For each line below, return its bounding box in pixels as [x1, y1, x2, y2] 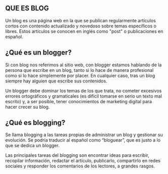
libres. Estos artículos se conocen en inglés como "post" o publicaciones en [5, 28, 163, 34]
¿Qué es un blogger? [5, 48, 72, 57]
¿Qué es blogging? [5, 118, 66, 127]
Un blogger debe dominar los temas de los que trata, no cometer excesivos [5, 88, 162, 94]
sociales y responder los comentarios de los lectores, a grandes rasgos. [5, 163, 155, 169]
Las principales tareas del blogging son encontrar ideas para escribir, [5, 152, 150, 158]
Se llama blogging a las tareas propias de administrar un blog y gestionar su [5, 132, 163, 138]
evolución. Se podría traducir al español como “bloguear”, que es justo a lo [5, 137, 160, 143]
